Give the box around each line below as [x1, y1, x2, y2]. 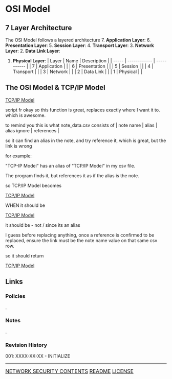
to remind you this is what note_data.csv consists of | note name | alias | [5, 122, 158, 128]
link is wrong [5, 143, 32, 149]
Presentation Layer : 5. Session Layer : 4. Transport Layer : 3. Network [5, 42, 155, 49]
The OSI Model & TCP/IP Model [5, 83, 106, 92]
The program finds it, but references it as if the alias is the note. [5, 172, 139, 179]
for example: [5, 153, 32, 159]
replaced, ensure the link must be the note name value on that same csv [5, 237, 158, 243]
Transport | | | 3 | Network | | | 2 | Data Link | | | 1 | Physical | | [12, 68, 142, 75]
